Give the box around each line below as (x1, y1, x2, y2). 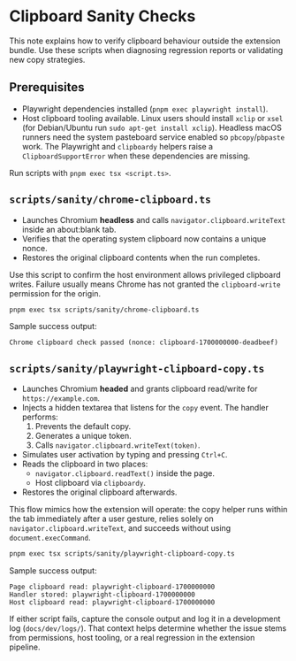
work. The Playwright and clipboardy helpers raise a (21, 141, 214, 151)
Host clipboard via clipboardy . (34, 478, 146, 488)
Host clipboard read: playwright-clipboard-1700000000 (9, 598, 216, 607)
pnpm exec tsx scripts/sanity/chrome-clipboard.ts (9, 305, 200, 314)
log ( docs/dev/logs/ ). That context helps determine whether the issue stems (9, 623, 287, 634)
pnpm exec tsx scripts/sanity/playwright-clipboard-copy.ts (9, 550, 236, 558)
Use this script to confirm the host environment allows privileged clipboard (9, 269, 281, 280)
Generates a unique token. (34, 431, 133, 442)
